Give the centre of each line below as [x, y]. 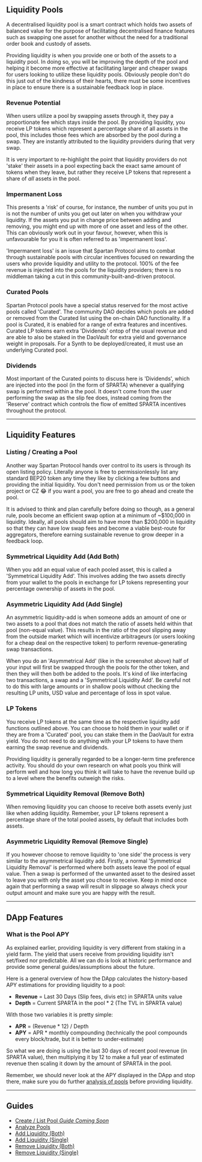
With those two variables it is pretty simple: [60, 1014]
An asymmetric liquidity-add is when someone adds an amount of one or [96, 617]
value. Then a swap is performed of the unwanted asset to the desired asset [101, 874]
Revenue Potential [33, 103]
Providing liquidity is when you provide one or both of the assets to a [91, 55]
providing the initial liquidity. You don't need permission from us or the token [101, 484]
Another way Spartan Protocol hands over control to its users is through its [99, 465]
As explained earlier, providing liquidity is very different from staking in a [96, 947]
